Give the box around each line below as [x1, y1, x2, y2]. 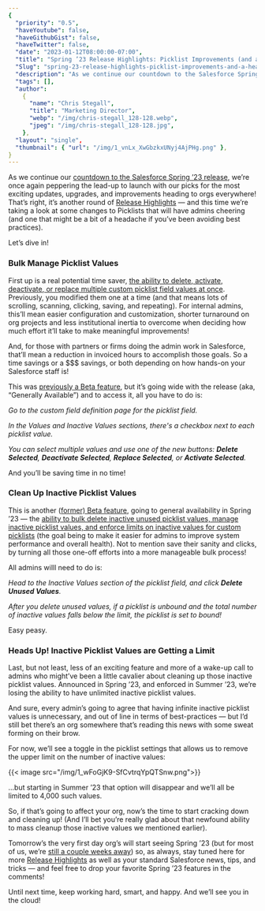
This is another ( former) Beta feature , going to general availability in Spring [8, 506, 252, 515]
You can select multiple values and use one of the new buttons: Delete [8, 444, 238, 454]
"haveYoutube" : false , [15, 26, 90, 34]
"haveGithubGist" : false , [15, 33, 101, 42]
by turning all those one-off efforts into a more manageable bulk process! [8, 547, 247, 557]
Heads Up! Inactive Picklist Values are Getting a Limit [8, 644, 215, 655]
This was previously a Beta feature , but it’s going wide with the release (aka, [8, 382, 256, 391]
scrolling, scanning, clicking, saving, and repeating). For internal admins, [8, 301, 244, 310]
